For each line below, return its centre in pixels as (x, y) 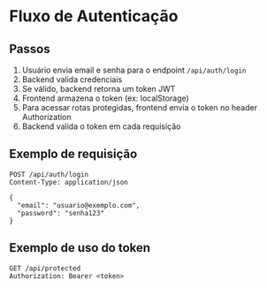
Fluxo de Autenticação (94, 16)
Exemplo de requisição (73, 154)
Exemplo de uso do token (80, 248)
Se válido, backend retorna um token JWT (99, 89)
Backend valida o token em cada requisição (101, 126)
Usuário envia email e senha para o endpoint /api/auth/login (134, 70)
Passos (30, 49)
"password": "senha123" (61, 213)
